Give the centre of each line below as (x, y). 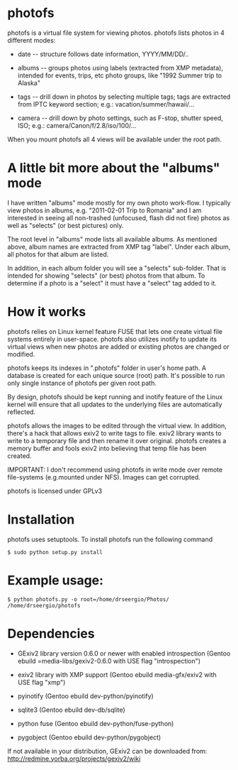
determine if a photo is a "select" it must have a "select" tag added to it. (112, 283)
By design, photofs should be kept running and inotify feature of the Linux (115, 396)
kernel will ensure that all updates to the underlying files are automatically (115, 404)
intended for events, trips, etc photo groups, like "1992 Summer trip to (119, 75)
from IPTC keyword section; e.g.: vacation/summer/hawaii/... (106, 104)
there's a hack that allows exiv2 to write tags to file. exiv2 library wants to (114, 433)
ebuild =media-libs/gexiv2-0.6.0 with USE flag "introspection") (109, 661)
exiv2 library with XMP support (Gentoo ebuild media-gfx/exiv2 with (117, 674)
